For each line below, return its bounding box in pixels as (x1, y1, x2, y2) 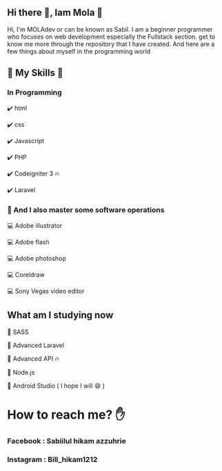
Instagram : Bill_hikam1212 (7, 454, 98, 464)
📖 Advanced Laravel (7, 341, 64, 349)
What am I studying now (7, 309, 114, 321)
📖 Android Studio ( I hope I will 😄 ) (7, 381, 105, 390)
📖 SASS (7, 328, 29, 336)
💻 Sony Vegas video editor (7, 286, 85, 295)
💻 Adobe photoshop (7, 254, 67, 262)
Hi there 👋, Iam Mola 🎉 (7, 7, 103, 19)
